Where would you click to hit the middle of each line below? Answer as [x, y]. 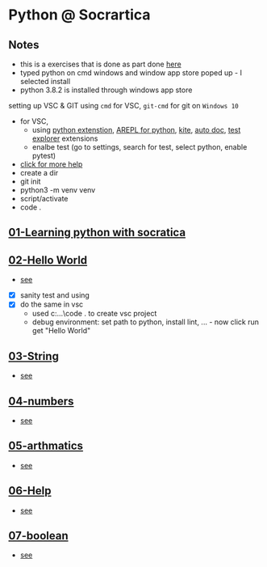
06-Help [30, 491]
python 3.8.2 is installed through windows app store [106, 90]
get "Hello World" [61, 331]
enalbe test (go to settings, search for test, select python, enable [140, 147]
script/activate [44, 199]
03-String [33, 356]
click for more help [51, 164]
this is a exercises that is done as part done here [100, 64]
